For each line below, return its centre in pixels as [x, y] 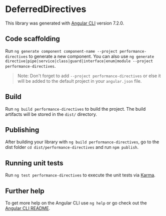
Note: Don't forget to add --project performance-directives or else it [89, 76]
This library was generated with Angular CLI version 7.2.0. [64, 23]
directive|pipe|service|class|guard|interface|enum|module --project [79, 61]
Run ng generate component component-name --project [61, 51]
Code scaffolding [32, 39]
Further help [25, 191]
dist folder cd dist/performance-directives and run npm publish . [72, 147]
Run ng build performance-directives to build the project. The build [75, 109]
